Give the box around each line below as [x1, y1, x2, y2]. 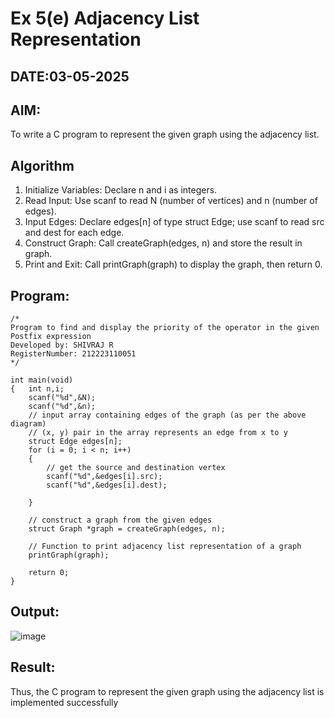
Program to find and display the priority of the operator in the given [10, 323, 320, 333]
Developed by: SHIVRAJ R [10, 340, 114, 351]
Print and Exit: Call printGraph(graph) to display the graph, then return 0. [24, 258, 323, 271]
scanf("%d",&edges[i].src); [46, 472, 163, 482]
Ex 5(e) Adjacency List [10, 7, 200, 30]
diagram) [10, 419, 47, 429]
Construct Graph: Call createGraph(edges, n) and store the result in [24, 237, 303, 249]
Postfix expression [10, 332, 92, 342]
